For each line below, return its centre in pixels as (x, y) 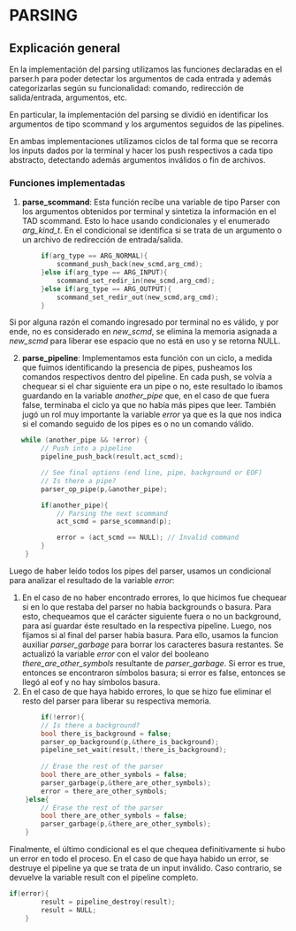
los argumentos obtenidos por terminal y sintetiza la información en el (149, 212)
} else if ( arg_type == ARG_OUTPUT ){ (106, 289)
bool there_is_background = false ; (106, 734)
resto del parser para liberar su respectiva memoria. (117, 701)
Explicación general (65, 48)
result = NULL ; (69, 910)
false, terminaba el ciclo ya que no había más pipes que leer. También (149, 405)
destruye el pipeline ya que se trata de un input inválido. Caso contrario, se (146, 868)
